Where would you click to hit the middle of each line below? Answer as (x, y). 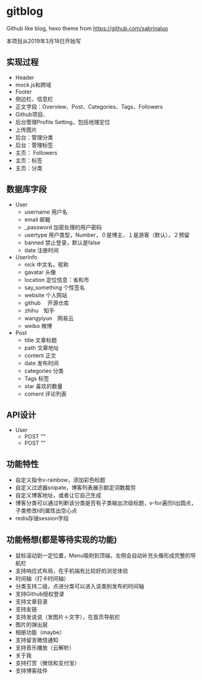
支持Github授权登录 (40, 594)
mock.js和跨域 (33, 85)
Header (25, 77)
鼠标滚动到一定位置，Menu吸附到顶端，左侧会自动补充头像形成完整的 (103, 555)
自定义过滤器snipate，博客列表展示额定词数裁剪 (76, 488)
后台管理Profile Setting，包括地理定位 (62, 122)
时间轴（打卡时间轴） (42, 578)
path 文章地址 (42, 348)
